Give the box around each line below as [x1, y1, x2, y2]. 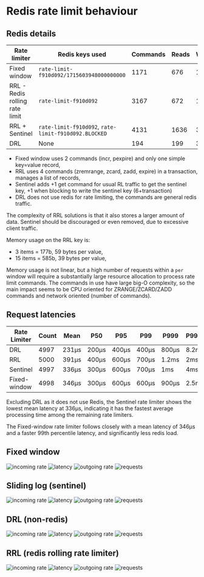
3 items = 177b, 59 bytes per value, [15, 248, 103, 255]
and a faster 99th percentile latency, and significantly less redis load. [6, 429, 179, 436]
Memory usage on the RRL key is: [6, 237, 90, 243]
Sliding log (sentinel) [6, 481, 87, 491]
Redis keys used [57, 50, 106, 58]
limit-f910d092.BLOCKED [38, 130, 107, 137]
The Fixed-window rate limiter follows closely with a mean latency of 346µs [6, 423, 195, 430]
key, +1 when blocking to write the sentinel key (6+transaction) [15, 187, 172, 194]
